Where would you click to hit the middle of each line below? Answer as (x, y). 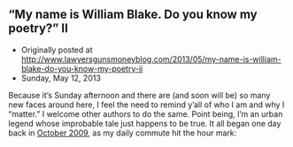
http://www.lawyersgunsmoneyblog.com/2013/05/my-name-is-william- (151, 59)
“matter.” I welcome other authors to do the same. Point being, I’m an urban (146, 113)
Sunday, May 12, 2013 (61, 78)
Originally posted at (57, 50)
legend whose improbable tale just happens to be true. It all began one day (145, 123)
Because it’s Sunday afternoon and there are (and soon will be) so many (139, 95)
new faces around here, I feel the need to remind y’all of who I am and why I (146, 104)
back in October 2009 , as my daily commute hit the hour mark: (123, 133)
